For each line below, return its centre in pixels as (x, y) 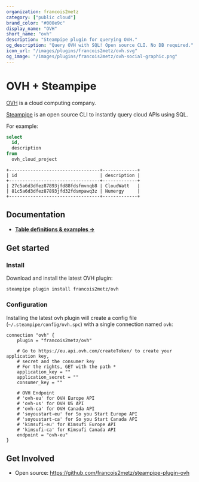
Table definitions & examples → (55, 229)
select (14, 137)
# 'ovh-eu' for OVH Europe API (56, 398)
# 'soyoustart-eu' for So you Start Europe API (77, 414)
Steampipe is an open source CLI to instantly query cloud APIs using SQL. (97, 114)
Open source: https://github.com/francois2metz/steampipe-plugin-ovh (102, 473)
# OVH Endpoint (36, 393)
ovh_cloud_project (35, 160)
